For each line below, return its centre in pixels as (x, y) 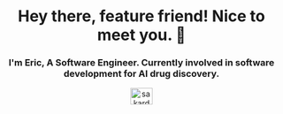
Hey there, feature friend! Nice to (141, 16)
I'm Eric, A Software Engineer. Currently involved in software (141, 63)
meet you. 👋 (141, 35)
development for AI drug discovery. (141, 74)
